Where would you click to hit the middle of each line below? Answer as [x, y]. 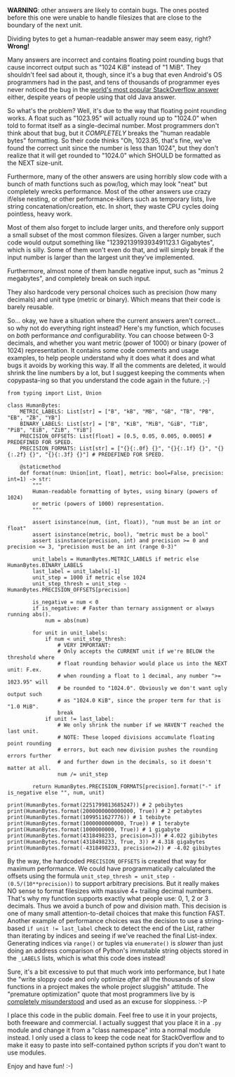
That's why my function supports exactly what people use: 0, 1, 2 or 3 [108, 898]
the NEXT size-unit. [35, 163]
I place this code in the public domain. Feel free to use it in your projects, [112, 1015]
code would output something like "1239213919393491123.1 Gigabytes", [111, 242]
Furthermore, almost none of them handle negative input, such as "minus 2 [116, 271]
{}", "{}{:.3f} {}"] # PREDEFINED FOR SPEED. [97, 455]
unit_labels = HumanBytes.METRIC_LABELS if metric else [116, 559]
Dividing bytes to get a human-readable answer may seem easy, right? [109, 39]
